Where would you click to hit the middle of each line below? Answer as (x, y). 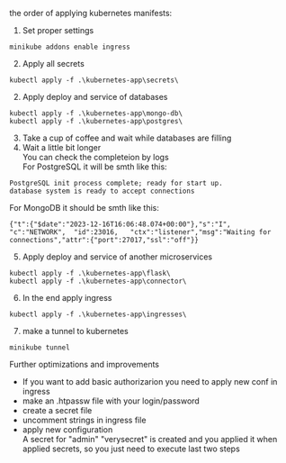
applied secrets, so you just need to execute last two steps (131, 449)
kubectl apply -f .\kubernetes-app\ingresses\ (98, 314)
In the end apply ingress (67, 298)
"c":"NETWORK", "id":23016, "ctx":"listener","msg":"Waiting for (140, 232)
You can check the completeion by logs (95, 157)
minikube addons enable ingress (70, 47)
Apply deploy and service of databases (95, 97)
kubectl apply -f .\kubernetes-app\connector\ (98, 281)
